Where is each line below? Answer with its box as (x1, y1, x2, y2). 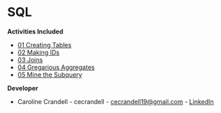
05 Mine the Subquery (17, 70, 83, 79)
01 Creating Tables (17, 40, 72, 49)
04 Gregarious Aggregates (17, 63, 95, 71)
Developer (7, 84, 39, 92)
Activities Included (7, 27, 64, 36)
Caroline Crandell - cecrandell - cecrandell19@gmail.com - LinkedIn (17, 97, 214, 105)
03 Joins (17, 55, 43, 63)
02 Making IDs (17, 48, 60, 56)
